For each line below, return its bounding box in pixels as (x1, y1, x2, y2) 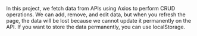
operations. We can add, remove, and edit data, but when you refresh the (6, 11, 186, 18)
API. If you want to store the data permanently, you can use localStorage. (6, 23, 186, 30)
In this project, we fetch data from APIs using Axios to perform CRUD (6, 5, 176, 12)
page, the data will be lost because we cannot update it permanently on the (6, 17, 192, 24)
